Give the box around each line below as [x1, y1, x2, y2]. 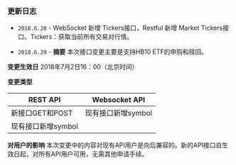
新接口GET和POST [11, 108, 73, 118]
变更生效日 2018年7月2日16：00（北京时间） [7, 62, 139, 72]
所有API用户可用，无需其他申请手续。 [38, 150, 149, 159]
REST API [28, 95, 61, 105]
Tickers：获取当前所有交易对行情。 [30, 33, 134, 41]
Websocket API [92, 95, 146, 105]
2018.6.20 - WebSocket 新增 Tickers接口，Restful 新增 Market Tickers [17, 23, 223, 33]
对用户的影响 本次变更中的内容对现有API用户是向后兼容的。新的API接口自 [7, 141, 222, 149]
